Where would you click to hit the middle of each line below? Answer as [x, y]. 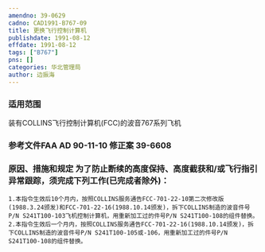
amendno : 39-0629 [37, 16]
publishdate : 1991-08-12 [49, 38]
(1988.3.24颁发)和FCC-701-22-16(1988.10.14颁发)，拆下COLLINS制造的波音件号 [129, 207]
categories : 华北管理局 [45, 68]
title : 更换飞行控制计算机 [48, 30]
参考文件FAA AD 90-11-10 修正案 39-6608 [90, 145]
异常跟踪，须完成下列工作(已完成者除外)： [89, 180]
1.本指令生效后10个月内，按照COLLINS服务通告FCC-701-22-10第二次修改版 [116, 200]
